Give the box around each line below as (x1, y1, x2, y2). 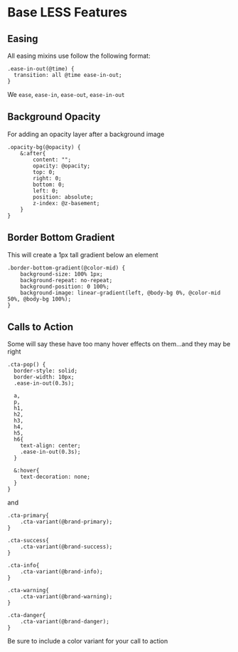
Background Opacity (7, 111, 101, 123)
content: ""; (33, 156, 72, 163)
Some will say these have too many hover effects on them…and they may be (7, 340, 231, 348)
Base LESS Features (7, 4, 128, 21)
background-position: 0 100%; (20, 283, 110, 290)
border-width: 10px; (13, 373, 75, 381)
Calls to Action (7, 321, 74, 333)
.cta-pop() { (7, 361, 46, 368)
